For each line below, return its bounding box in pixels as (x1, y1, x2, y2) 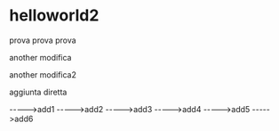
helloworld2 (9, 5, 100, 26)
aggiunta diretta (9, 86, 68, 97)
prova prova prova (9, 35, 77, 45)
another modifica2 (9, 69, 77, 80)
